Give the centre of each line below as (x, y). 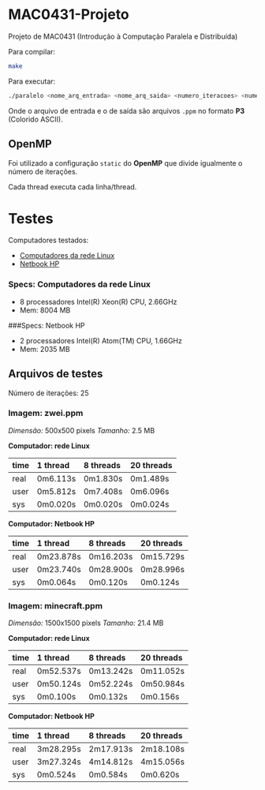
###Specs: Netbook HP (47, 325)
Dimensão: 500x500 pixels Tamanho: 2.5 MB (82, 430)
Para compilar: (32, 51)
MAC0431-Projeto (69, 15)
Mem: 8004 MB (45, 310)
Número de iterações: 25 (49, 393)
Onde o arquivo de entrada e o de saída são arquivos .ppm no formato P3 (127, 110)
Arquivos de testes (56, 374)
